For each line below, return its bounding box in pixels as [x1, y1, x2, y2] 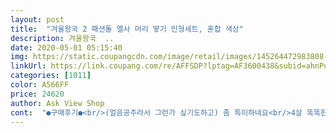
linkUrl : [10, 61, 47, 71]
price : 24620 [10, 89, 65, 99]
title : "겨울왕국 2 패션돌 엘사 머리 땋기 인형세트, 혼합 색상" [10, 24, 244, 34]
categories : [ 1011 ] [10, 71, 92, 81]
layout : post [10, 14, 65, 25]
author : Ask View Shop [10, 98, 105, 108]
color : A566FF [10, 80, 70, 90]
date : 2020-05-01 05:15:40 [10, 42, 123, 53]
